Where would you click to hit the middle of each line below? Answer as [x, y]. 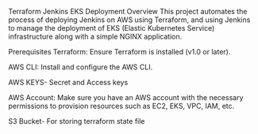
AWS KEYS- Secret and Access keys [68, 82]
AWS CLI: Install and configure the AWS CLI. [81, 67]
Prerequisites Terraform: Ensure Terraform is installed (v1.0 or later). [119, 52]
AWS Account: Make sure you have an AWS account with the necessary [126, 97]
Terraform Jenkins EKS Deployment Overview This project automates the [128, 11]
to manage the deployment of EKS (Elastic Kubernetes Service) [112, 28]
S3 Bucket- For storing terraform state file [77, 121]
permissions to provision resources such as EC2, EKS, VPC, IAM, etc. [121, 106]
